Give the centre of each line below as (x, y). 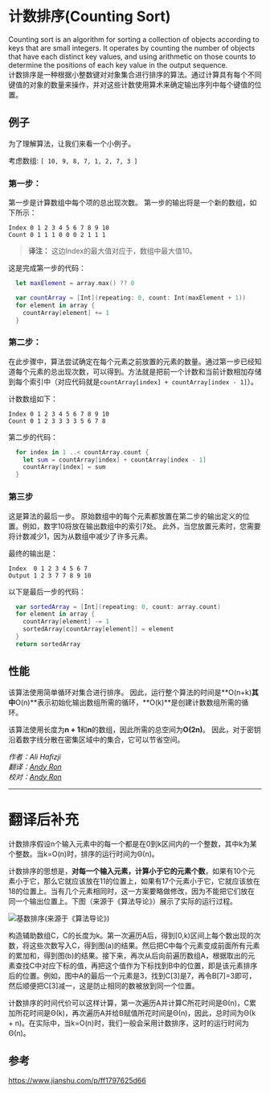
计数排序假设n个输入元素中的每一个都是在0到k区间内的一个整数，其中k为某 (133, 843)
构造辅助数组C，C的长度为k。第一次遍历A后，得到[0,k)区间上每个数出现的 (131, 935)
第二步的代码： (33, 437)
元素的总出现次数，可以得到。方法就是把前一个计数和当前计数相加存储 (145, 371)
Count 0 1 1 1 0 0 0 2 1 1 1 (57, 235)
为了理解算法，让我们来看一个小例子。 (72, 143)
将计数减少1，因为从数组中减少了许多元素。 (80, 536)
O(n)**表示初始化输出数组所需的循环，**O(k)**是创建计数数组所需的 (129, 702)
